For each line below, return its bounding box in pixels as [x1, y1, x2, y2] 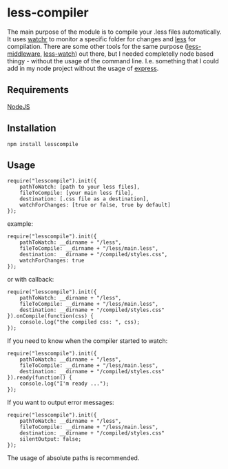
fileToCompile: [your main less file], [19, 189, 134, 197]
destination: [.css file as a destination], [19, 196, 149, 202]
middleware [7, 50, 41, 58]
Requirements [7, 84, 69, 96]
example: [7, 220, 33, 228]
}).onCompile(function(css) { [7, 313, 94, 320]
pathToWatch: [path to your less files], [19, 184, 140, 191]
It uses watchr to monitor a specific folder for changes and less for [7, 34, 196, 43]
